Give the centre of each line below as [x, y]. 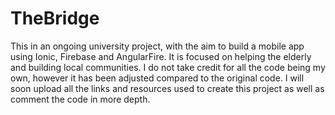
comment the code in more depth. [80, 99]
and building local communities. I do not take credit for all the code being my [168, 67]
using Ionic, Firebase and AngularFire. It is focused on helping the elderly [161, 56]
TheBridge [55, 18]
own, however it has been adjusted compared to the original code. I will [157, 78]
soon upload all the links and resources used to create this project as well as [167, 88]
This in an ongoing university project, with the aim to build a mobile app [157, 46]
